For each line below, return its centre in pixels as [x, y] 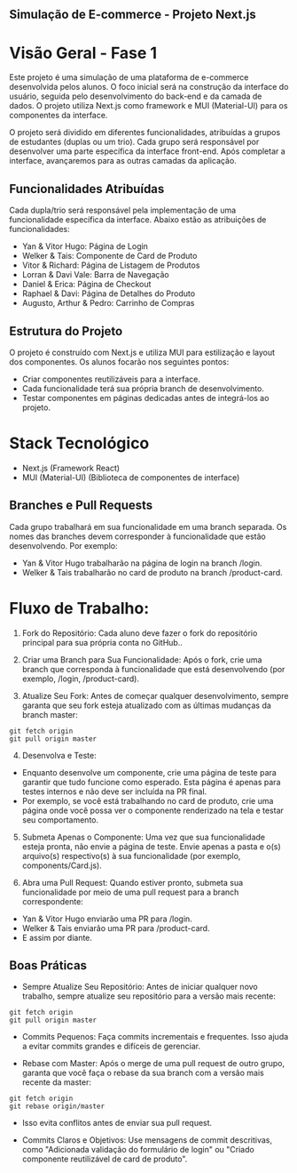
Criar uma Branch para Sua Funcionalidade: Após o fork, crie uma [142, 659]
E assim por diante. [57, 937]
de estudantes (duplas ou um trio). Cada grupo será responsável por [134, 142]
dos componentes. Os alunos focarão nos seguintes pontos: [119, 362]
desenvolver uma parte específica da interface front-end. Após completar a [147, 151]
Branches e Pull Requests [81, 506]
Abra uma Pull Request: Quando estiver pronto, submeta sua [133, 882]
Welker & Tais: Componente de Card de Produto [109, 256]
